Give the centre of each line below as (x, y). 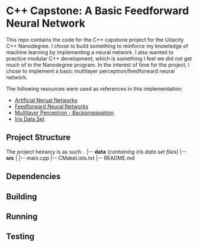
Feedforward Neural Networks (51, 106)
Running (22, 216)
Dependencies (33, 177)
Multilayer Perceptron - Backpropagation (64, 113)
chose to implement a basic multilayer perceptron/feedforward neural (90, 71)
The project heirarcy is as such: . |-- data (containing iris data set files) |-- (96, 152)
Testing (20, 237)
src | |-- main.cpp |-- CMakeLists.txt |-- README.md (70, 158)
